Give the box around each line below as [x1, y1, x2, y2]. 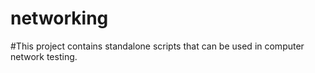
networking [10, 7, 109, 30]
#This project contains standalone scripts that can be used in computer [10, 40, 305, 52]
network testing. [10, 50, 78, 62]
